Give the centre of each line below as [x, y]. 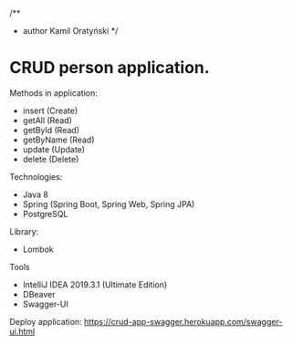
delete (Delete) [51, 159]
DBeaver [39, 294]
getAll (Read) [47, 120]
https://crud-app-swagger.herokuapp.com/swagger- [183, 321]
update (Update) [53, 149]
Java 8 [35, 194]
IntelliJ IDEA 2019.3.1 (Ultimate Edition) [95, 284]
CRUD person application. [109, 68]
